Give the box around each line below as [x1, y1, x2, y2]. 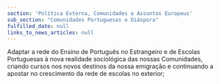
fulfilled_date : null [7, 23, 70, 29]
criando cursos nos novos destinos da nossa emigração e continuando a [7, 62, 214, 70]
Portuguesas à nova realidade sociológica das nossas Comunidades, [7, 55, 203, 64]
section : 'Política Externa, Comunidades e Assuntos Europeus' [7, 10, 193, 17]
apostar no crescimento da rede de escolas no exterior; [7, 70, 166, 78]
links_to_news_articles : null [7, 29, 94, 36]
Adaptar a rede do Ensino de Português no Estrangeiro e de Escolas [7, 48, 201, 56]
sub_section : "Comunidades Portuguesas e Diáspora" [7, 16, 159, 23]
